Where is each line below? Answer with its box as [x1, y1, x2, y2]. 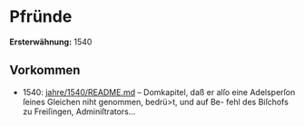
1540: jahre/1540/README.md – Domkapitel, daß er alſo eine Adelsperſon [22, 86, 296, 97]
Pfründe [9, 6, 73, 27]
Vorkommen [9, 63, 81, 78]
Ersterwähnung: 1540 [9, 36, 93, 47]
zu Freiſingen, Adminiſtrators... [22, 106, 136, 117]
